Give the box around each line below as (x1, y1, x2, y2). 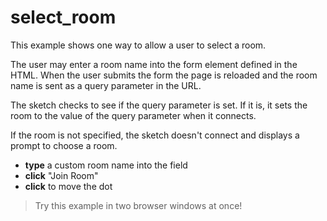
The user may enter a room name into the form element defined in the (10, 58, 298, 70)
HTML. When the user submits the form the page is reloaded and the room (10, 69, 318, 81)
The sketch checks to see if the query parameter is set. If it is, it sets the (10, 99, 308, 111)
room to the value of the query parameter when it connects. (10, 109, 257, 121)
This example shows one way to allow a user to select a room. (10, 39, 267, 51)
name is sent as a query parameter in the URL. (10, 79, 202, 91)
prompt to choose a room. (10, 139, 118, 151)
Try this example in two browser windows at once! (34, 199, 243, 211)
